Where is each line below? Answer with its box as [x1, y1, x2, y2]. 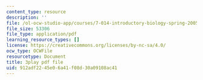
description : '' [6, 14, 47, 20]
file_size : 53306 [6, 25, 50, 32]
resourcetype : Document [6, 54, 66, 60]
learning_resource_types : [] [6, 37, 80, 43]
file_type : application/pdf [6, 31, 77, 37]
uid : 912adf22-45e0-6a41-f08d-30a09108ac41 [6, 64, 118, 71]
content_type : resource [6, 8, 66, 15]
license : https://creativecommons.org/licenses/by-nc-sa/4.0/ [6, 43, 166, 49]
